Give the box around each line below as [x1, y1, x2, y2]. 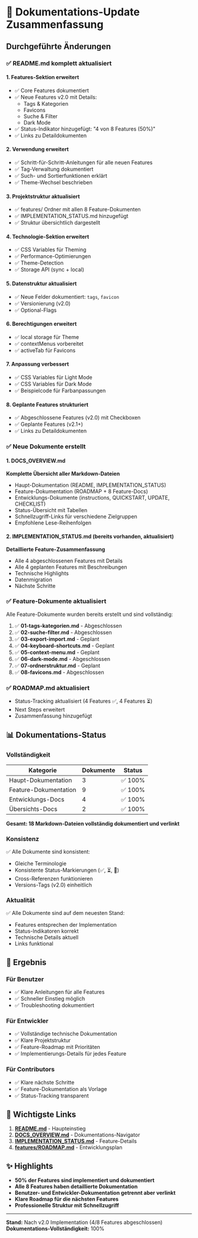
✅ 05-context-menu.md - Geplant [14, 649, 100, 656]
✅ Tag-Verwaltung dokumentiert [14, 165, 94, 172]
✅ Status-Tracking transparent [14, 1092, 89, 1099]
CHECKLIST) [14, 500, 46, 507]
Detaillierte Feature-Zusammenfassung [6, 546, 105, 553]
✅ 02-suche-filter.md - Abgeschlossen [14, 628, 112, 636]
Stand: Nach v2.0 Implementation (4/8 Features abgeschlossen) [6, 1219, 163, 1226]
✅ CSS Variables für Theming [14, 246, 87, 253]
